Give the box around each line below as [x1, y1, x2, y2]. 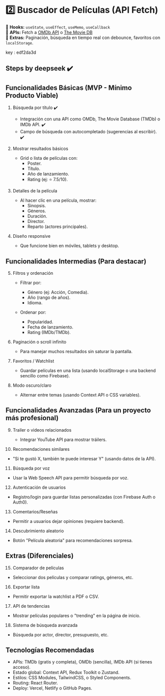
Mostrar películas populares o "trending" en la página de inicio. [12, 613, 141, 619]
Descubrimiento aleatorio [12, 528, 64, 534]
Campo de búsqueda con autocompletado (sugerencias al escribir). [20, 129, 157, 135]
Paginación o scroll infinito [12, 339, 67, 345]
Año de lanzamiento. [27, 171, 69, 177]
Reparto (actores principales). [27, 223, 88, 230]
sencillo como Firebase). [20, 372, 70, 378]
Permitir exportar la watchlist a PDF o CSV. [12, 593, 99, 599]
